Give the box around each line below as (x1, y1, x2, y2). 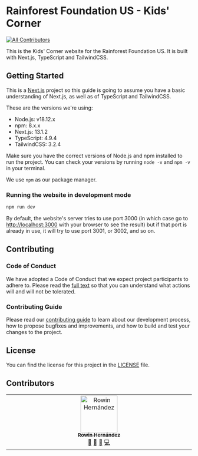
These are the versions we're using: (6, 104, 93, 111)
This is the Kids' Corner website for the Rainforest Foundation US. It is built (6, 47, 188, 54)
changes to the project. (6, 328, 63, 335)
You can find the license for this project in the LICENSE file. (6, 361, 150, 368)
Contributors (6, 378, 55, 388)
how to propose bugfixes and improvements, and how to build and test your (6, 322, 190, 329)
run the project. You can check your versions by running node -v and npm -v (6, 158, 190, 166)
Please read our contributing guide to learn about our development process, (6, 316, 191, 323)
